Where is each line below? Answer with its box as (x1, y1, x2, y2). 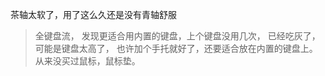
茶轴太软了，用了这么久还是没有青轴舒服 (10, 9, 177, 20)
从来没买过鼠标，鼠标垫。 (34, 55, 141, 67)
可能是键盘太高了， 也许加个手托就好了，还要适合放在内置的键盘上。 (34, 43, 318, 54)
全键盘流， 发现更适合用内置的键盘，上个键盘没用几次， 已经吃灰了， (34, 30, 321, 42)
